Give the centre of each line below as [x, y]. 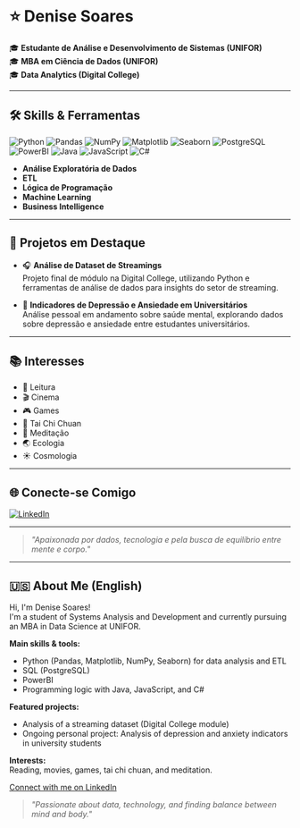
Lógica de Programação [67, 187]
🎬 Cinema [41, 397]
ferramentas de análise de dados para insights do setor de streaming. [150, 287]
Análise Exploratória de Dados [79, 168]
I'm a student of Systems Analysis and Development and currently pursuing [148, 617]
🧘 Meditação [46, 433]
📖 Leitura [39, 387]
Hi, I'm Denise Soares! [50, 607]
